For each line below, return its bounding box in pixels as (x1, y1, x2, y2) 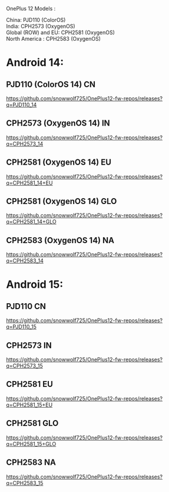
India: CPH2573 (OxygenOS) (6, 23, 75, 29)
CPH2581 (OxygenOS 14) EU (6, 158, 112, 168)
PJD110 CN (6, 301, 46, 311)
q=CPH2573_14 (6, 140, 44, 147)
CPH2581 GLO (6, 418, 59, 428)
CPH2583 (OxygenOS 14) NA (6, 235, 115, 245)
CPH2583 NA (6, 457, 57, 468)
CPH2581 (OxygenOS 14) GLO (6, 196, 117, 206)
